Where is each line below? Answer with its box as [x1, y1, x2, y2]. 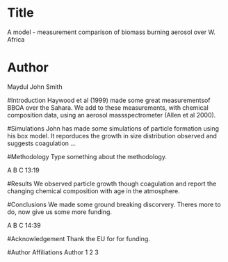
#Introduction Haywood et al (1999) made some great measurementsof [7, 96, 211, 104]
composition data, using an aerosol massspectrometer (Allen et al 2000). [7, 110, 216, 119]
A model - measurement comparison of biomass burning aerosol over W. [7, 28, 215, 36]
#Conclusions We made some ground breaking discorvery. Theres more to [7, 200, 221, 208]
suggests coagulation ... [7, 139, 76, 147]
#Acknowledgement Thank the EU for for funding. [7, 234, 151, 243]
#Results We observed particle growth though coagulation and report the [7, 179, 217, 188]
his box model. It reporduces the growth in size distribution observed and [7, 131, 218, 140]
